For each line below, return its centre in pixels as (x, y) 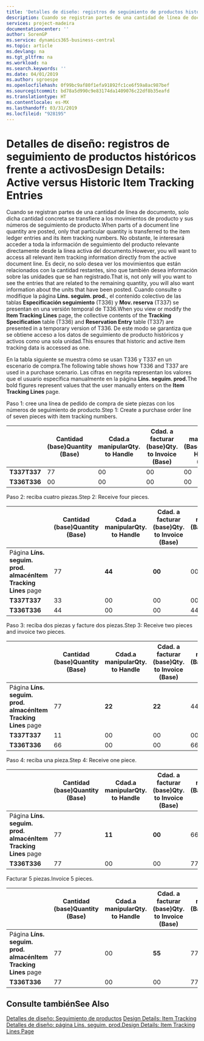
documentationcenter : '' (38, 29)
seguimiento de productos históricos (101, 156)
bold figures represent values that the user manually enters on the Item (95, 385)
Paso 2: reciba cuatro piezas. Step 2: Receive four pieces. (78, 497)
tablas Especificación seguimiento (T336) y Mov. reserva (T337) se (93, 303)
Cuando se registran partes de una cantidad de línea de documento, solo (98, 212)
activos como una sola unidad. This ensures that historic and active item (96, 342)
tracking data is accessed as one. (48, 348)
